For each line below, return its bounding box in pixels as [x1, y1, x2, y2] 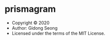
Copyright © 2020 [11, 20, 50, 26]
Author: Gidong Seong [11, 25, 58, 31]
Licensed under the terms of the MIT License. [11, 30, 105, 36]
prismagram [4, 3, 56, 15]
